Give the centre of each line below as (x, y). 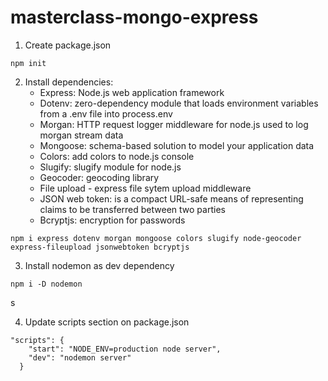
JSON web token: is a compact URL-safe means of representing (171, 198)
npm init (28, 63)
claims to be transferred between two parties (132, 209)
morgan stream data (81, 135)
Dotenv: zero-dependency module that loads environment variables (179, 103)
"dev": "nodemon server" (80, 357)
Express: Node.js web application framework (132, 92)
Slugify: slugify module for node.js (110, 167)
